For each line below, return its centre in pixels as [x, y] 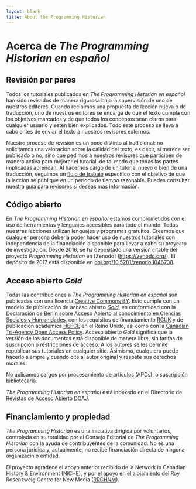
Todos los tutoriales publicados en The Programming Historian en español [96, 94]
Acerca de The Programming [78, 46]
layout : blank [23, 11]
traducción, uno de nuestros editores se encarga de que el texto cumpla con [98, 112]
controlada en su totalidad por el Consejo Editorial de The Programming [92, 437]
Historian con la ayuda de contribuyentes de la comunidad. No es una [90, 443]
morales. [17, 363]
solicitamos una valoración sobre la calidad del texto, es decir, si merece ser [98, 149]
